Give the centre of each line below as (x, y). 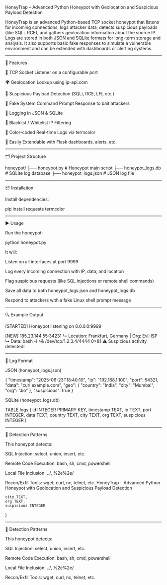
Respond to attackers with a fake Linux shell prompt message (68, 300)
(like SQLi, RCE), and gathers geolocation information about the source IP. (81, 33)
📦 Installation (19, 188)
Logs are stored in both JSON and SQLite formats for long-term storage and (83, 38)
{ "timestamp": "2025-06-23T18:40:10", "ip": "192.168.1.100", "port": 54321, (82, 380)
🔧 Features (16, 63)
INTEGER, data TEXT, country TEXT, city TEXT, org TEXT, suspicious (75, 415)
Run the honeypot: (24, 233)
